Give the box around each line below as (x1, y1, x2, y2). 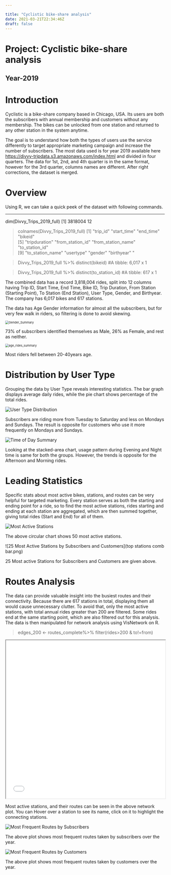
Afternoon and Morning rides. (5, 457, 67, 464)
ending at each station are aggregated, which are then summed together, (5, 508, 158, 514)
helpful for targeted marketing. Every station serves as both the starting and (5, 497, 163, 503)
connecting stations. (5, 814, 48, 820)
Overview (5, 187, 47, 199)
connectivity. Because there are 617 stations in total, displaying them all (5, 598, 154, 604)
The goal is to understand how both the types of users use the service (5, 137, 152, 143)
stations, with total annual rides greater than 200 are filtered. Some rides (5, 608, 157, 615)
